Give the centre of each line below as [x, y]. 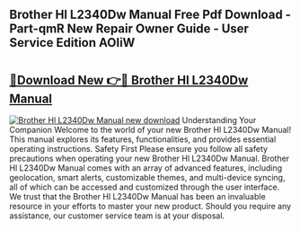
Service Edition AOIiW [72, 43]
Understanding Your [219, 120]
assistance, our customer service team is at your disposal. [117, 216]
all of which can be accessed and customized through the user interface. [145, 187]
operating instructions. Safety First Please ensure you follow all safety [138, 149]
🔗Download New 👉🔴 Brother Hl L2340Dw [129, 80]
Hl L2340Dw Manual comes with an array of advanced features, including [146, 168]
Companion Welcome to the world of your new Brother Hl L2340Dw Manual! [150, 130]
